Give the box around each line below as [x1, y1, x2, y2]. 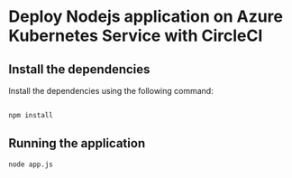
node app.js [8, 160, 53, 169]
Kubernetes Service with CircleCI [8, 25, 263, 46]
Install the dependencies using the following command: [8, 86, 214, 96]
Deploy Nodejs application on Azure [8, 6, 283, 27]
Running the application [8, 136, 146, 151]
